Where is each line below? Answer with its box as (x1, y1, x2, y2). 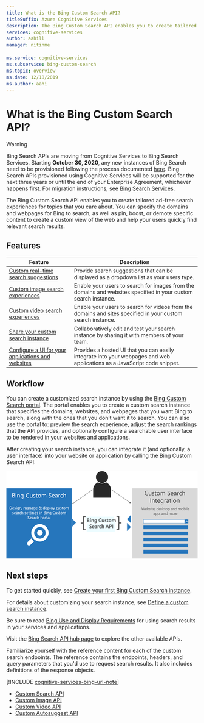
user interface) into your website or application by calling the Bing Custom (6, 452, 192, 460)
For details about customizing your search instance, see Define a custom (6, 598, 189, 606)
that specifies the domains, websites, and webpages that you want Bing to (6, 408, 192, 415)
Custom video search (8, 307, 63, 314)
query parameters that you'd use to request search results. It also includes (6, 660, 193, 667)
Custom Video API (15, 703, 61, 710)
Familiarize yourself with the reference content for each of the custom (6, 647, 182, 654)
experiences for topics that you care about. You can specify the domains (6, 203, 188, 210)
